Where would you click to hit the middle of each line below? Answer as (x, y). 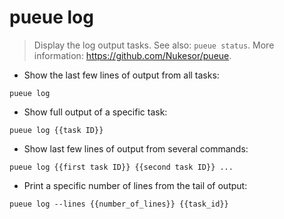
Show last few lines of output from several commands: (136, 148)
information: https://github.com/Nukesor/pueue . (132, 55)
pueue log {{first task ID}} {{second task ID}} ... (121, 167)
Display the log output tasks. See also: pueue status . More (154, 45)
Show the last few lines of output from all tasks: (121, 75)
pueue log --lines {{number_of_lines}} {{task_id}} (119, 204)
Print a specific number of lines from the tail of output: (135, 185)
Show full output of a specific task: (95, 112)
